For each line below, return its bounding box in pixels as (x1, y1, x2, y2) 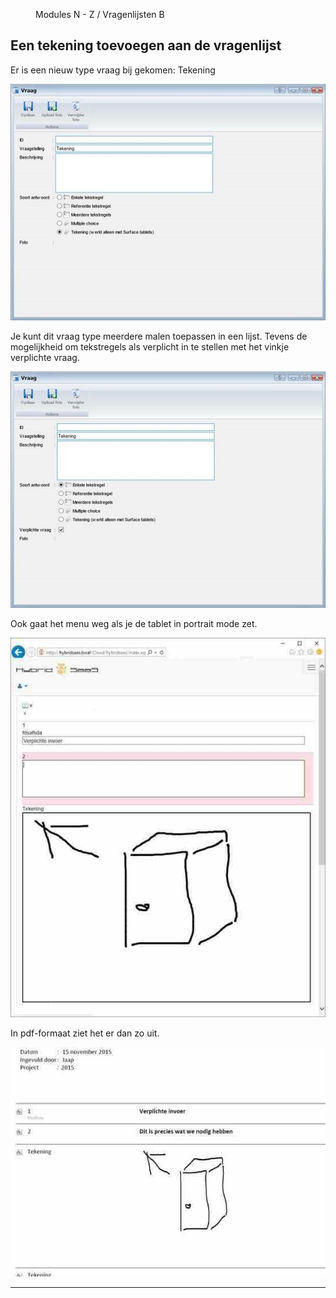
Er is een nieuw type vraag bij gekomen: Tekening (10, 64, 216, 76)
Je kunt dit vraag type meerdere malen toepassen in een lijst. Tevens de (10, 330, 308, 343)
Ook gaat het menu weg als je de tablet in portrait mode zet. (10, 618, 258, 630)
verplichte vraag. (10, 352, 80, 364)
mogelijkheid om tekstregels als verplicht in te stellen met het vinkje (10, 341, 290, 353)
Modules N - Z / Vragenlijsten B (35, 9, 165, 20)
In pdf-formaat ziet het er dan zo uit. (10, 1027, 160, 1039)
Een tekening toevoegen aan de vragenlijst (10, 37, 282, 54)
